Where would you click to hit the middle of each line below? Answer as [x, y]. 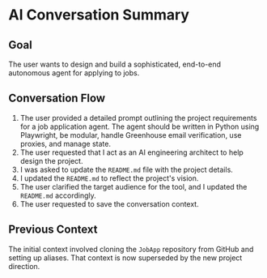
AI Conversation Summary [99, 15]
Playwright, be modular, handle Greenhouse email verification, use [131, 135]
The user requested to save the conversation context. [110, 203]
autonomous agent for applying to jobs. [74, 73]
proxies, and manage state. [66, 143]
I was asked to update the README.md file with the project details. [126, 169]
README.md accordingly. [58, 195]
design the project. [51, 160]
